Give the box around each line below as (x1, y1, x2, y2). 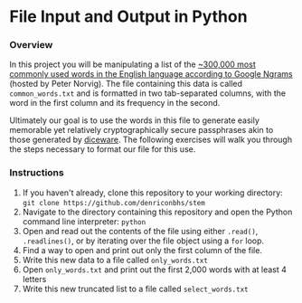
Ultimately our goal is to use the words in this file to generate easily (9, 115, 260, 126)
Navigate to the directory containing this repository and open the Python (22, 206, 293, 217)
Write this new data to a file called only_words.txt (22, 254, 208, 265)
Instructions (9, 166, 65, 179)
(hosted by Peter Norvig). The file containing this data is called (9, 79, 242, 90)
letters (22, 273, 47, 284)
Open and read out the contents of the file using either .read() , (22, 225, 259, 236)
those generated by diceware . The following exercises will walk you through (9, 134, 292, 146)
